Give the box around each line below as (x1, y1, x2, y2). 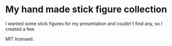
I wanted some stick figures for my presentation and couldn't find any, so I (5, 20, 163, 27)
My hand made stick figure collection (5, 4, 167, 15)
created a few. (5, 26, 36, 32)
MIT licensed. (5, 36, 34, 42)
